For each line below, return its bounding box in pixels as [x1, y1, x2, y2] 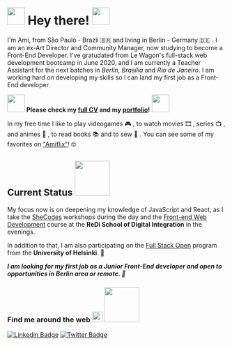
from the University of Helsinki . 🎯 [7, 248, 105, 257]
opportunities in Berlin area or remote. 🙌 [7, 269, 126, 278]
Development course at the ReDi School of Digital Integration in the [7, 220, 202, 228]
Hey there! [27, 13, 90, 29]
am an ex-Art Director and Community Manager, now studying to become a [7, 43, 223, 52]
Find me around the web [7, 315, 91, 324]
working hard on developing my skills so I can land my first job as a [7, 73, 200, 82]
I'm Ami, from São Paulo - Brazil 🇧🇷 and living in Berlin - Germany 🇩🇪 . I [7, 36, 217, 44]
